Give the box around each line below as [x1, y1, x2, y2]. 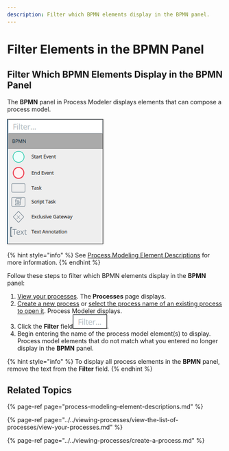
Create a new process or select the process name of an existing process [16, 299, 223, 308]
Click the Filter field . [16, 322, 110, 330]
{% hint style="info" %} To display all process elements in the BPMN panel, [7, 357, 221, 365]
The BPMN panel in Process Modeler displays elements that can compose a [7, 97, 221, 106]
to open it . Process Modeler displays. [16, 306, 122, 315]
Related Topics [7, 384, 72, 396]
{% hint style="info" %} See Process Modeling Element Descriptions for [7, 251, 210, 259]
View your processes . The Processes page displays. [16, 292, 167, 300]
